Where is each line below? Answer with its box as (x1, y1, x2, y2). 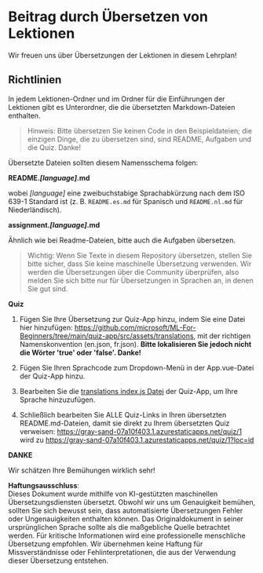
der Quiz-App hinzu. (19, 371, 86, 381)
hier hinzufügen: (19, 323, 73, 332)
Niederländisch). (8, 205, 62, 214)
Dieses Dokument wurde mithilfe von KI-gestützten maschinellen (8, 489, 218, 498)
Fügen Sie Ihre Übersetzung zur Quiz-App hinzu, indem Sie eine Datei (19, 314, 246, 323)
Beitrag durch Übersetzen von (8, 8, 208, 26)
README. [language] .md (8, 173, 90, 182)
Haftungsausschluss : (8, 480, 80, 490)
